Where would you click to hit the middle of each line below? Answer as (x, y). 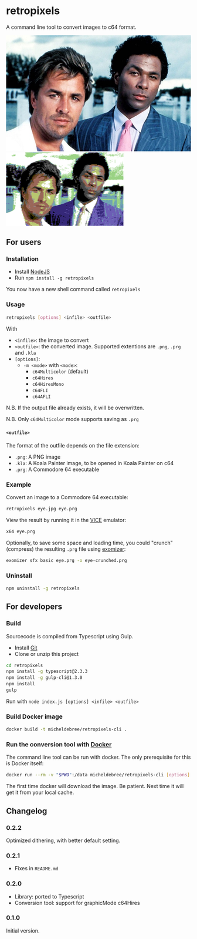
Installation (23, 259)
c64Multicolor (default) (60, 371)
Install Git (26, 648)
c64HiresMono (48, 384)
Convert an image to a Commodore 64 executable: (67, 497)
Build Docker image (34, 716)
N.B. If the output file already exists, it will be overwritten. (75, 408)
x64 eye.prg (21, 531)
